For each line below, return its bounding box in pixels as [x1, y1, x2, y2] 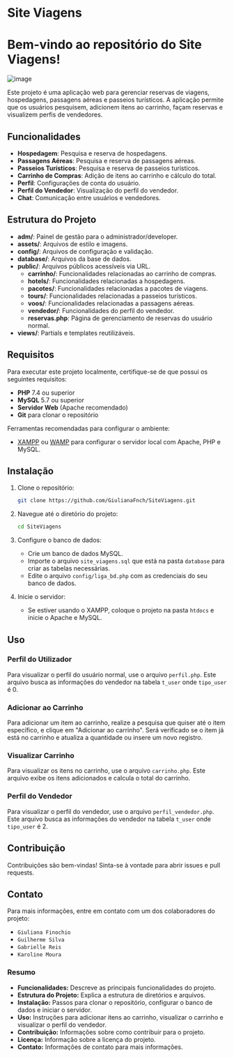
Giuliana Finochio [17, 929, 71, 936]
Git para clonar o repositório [17, 410, 99, 419]
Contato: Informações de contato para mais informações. [17, 1043, 183, 1051]
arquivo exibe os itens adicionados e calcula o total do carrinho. [7, 774, 191, 783]
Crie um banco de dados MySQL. [27, 550, 123, 558]
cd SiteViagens [17, 523, 62, 531]
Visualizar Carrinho [7, 751, 75, 761]
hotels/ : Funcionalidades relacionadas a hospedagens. [27, 277, 186, 285]
